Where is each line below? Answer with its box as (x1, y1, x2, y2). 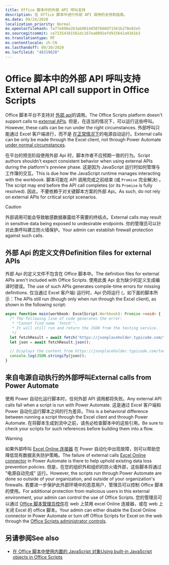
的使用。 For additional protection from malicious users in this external (5, 488, 150, 494)
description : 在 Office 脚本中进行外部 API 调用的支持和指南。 (5, 12, 128, 17)
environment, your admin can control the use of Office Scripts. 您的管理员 (5, 494, 158, 500)
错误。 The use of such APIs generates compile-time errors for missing (14, 283, 160, 289)
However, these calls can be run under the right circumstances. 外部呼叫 (5, 125, 156, 131)
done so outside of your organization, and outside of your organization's (5, 476, 155, 482)
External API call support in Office (5, 84, 149, 95)
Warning (5, 435, 23, 441)
